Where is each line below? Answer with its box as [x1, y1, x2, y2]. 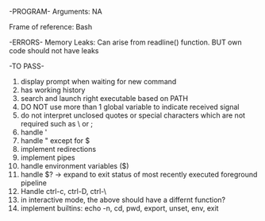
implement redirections [20, 145, 97, 153]
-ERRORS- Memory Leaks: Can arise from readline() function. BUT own [9, 37, 242, 47]
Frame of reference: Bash [9, 22, 93, 31]
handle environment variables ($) [20, 161, 129, 170]
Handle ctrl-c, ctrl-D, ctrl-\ [20, 187, 106, 196]
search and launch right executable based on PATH [20, 94, 189, 103]
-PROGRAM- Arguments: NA [9, 7, 102, 16]
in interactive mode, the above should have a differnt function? [20, 195, 226, 204]
